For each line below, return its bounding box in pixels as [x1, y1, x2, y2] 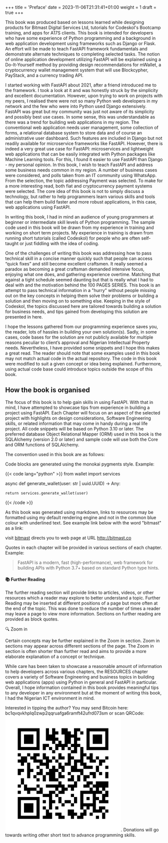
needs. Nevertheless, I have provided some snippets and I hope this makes [5, 345, 160, 350]
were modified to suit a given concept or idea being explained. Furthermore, [5, 361, 162, 366]
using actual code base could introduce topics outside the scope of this [5, 366, 153, 372]
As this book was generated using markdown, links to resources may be [5, 509, 153, 515]
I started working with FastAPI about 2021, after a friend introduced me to [5, 82, 156, 88]
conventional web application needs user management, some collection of [5, 124, 158, 130]
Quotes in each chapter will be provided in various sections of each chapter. [5, 544, 162, 550]
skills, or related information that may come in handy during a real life [5, 420, 148, 426]
